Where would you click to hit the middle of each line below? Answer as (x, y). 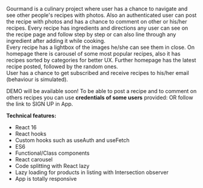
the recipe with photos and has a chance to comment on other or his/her (97, 21)
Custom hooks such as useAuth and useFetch (72, 140)
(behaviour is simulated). (37, 79)
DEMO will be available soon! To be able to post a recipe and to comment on (101, 91)
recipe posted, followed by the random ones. (62, 66)
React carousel (34, 159)
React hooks (31, 134)
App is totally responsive (46, 179)
